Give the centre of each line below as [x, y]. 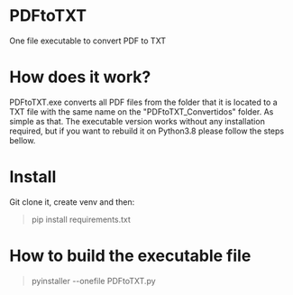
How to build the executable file [130, 256]
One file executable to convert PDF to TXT [88, 41]
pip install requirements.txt [81, 219]
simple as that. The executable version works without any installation [137, 121]
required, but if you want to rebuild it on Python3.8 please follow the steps [147, 131]
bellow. [23, 140]
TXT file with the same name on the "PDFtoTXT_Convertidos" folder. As [142, 111]
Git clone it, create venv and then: [72, 202]
